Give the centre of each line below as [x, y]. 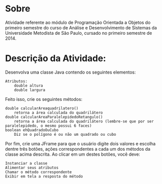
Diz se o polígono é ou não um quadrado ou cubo [65, 134]
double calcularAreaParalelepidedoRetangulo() [54, 117]
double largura [30, 90]
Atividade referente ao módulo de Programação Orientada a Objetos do [78, 22]
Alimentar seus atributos [32, 168]
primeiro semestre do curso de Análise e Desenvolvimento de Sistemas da [81, 27]
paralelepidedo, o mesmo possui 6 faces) [49, 126]
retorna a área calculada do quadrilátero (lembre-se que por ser [84, 121]
